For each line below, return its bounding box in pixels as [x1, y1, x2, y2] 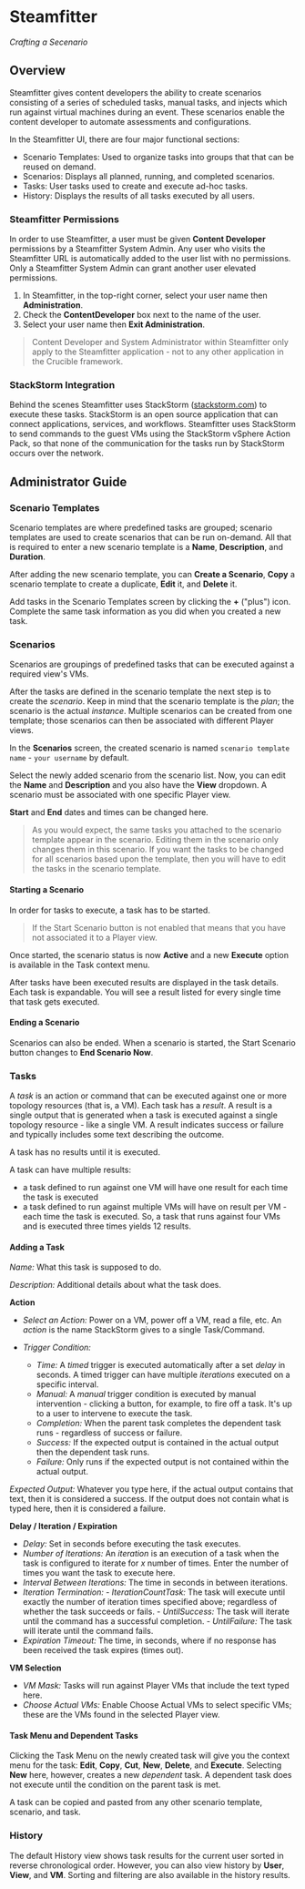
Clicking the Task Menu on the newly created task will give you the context [9, 1751, 290, 1761]
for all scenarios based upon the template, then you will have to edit [31, 853, 287, 864]
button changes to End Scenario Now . [9, 1047, 154, 1057]
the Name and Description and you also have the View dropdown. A [9, 780, 267, 791]
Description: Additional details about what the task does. [9, 1280, 221, 1291]
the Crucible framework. [31, 356, 124, 367]
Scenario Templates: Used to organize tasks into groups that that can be [22, 151, 294, 162]
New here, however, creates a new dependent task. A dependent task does [9, 1770, 292, 1781]
